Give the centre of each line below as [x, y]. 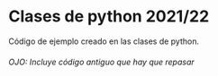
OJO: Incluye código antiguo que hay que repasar [101, 62]
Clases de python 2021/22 [109, 17]
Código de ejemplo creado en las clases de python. [104, 41]
